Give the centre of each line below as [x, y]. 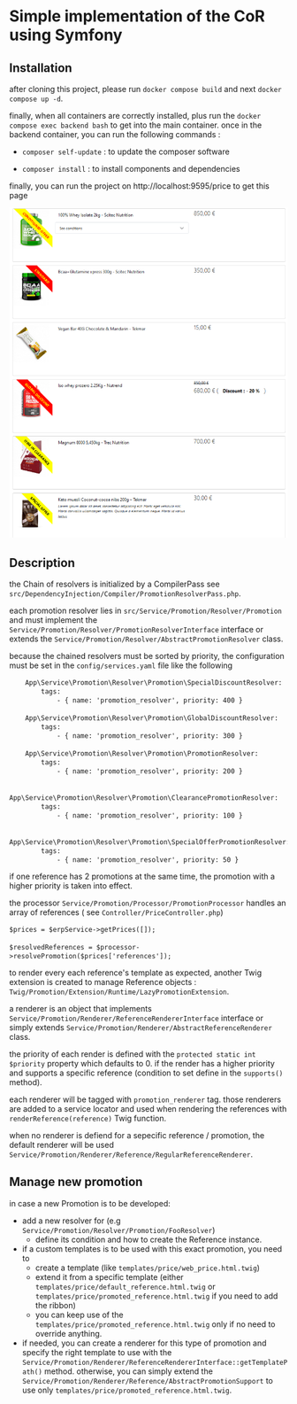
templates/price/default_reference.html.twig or [126, 1286]
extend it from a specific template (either [109, 1276]
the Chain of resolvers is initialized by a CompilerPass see [114, 584]
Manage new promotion [76, 1182]
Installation [41, 68]
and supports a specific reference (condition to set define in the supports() [146, 1073]
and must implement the [53, 620]
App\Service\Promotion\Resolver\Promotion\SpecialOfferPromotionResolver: [150, 842]
